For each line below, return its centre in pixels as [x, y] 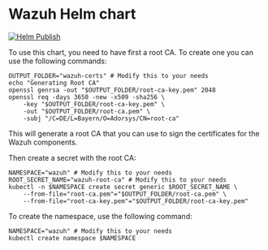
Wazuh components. [43, 142]
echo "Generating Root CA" [54, 83]
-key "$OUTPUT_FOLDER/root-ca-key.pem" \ [94, 104]
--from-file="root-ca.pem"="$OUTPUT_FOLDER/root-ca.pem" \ [125, 194]
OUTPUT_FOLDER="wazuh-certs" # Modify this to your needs [108, 75]
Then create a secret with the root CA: [72, 157]
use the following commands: [58, 61]
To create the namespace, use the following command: [100, 216]
